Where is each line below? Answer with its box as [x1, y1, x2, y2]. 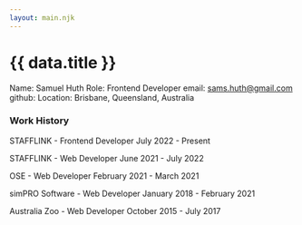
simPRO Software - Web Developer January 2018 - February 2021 [9, 188, 256, 199]
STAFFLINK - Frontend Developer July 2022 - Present [9, 135, 211, 146]
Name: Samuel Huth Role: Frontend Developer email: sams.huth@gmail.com [9, 83, 293, 93]
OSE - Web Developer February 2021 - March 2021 [9, 170, 200, 181]
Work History [9, 114, 70, 127]
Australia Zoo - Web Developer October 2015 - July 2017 [9, 205, 221, 216]
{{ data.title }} [9, 52, 117, 73]
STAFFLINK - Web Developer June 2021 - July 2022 [9, 152, 204, 163]
